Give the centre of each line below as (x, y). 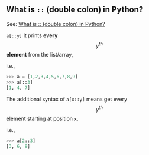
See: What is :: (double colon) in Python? (56, 24)
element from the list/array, (40, 55)
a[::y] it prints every (32, 35)
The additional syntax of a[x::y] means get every (67, 99)
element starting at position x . (42, 118)
